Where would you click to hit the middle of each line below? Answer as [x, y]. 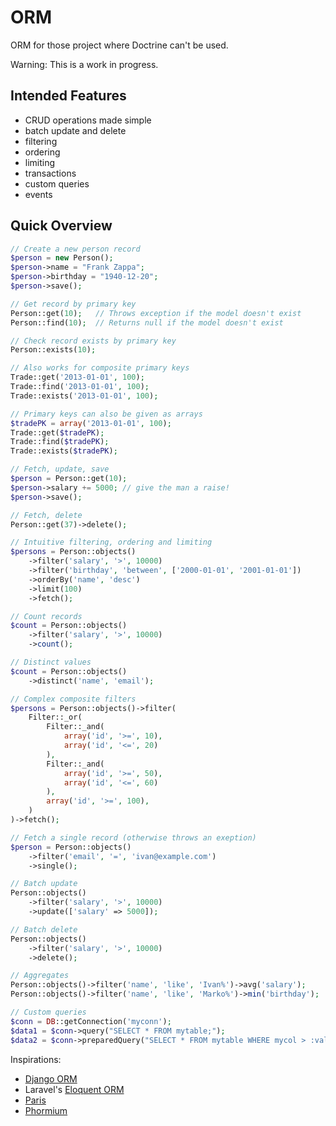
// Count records [46, 616]
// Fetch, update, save [60, 469]
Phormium [46, 1110]
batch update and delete [75, 130]
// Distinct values [51, 662]
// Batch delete [44, 929]
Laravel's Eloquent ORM [74, 1089]
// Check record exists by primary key [93, 341]
